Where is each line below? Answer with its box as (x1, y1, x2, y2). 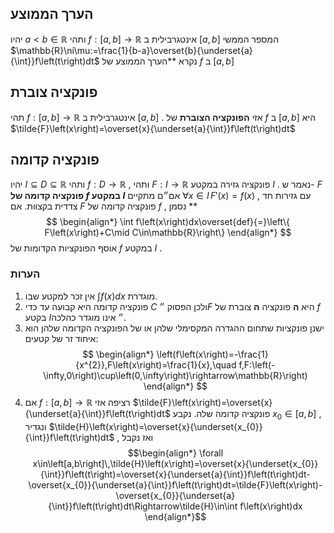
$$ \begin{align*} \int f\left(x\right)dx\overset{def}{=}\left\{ (45, 216, 290, 228)
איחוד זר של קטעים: (24, 332, 99, 344)
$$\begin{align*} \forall (127, 447, 224, 459)
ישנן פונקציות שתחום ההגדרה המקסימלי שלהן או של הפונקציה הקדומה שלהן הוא (24, 322, 325, 334)
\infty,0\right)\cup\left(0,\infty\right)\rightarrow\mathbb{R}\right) (43, 369, 308, 381)
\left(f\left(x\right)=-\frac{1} (156, 348, 269, 360)
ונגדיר (24, 420, 47, 432)
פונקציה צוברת (10, 84, 98, 101)
